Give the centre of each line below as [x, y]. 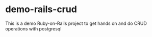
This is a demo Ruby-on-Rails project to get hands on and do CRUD [76, 23]
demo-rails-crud [41, 9]
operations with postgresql [33, 28]
